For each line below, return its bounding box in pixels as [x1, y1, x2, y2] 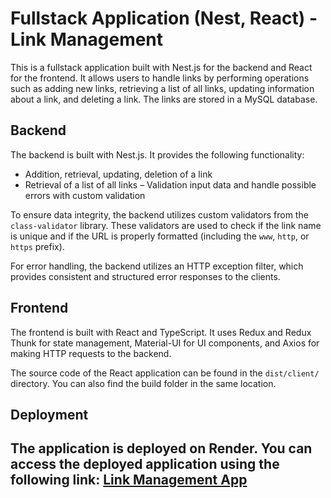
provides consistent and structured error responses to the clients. [10, 270, 281, 282]
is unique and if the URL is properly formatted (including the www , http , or [10, 230, 310, 242]
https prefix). [10, 240, 65, 252]
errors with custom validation [24, 189, 146, 201]
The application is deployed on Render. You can [10, 440, 313, 457]
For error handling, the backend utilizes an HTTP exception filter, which [10, 260, 304, 272]
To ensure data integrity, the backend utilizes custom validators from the [10, 208, 309, 221]
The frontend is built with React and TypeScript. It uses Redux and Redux [10, 326, 312, 338]
